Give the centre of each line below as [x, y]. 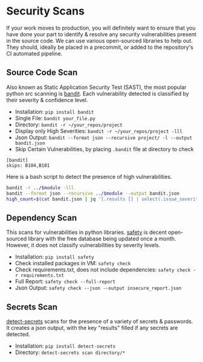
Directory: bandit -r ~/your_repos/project [69, 124]
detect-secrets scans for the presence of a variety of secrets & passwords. [100, 321]
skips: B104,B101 [28, 165]
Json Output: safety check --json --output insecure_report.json [98, 288]
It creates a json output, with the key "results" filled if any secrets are [92, 328]
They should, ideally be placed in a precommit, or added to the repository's [100, 47]
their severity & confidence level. [47, 100]
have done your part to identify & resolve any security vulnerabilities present [101, 34]
